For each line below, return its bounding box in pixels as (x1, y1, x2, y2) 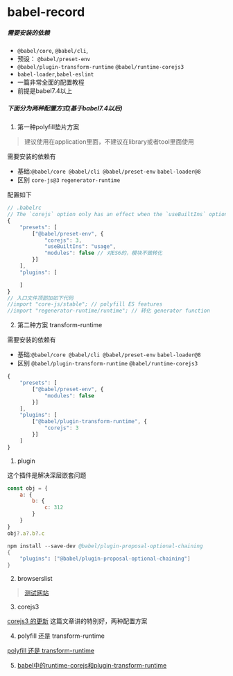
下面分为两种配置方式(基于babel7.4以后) (7, 104, 123, 112)
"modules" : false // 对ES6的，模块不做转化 (44, 249, 163, 257)
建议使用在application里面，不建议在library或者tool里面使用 (24, 138, 194, 146)
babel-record (7, 4, 85, 20)
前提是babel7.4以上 (17, 87, 73, 95)
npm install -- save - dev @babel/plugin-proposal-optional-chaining (7, 543, 203, 550)
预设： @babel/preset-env (17, 55, 91, 63)
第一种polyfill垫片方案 (17, 123, 80, 131)
